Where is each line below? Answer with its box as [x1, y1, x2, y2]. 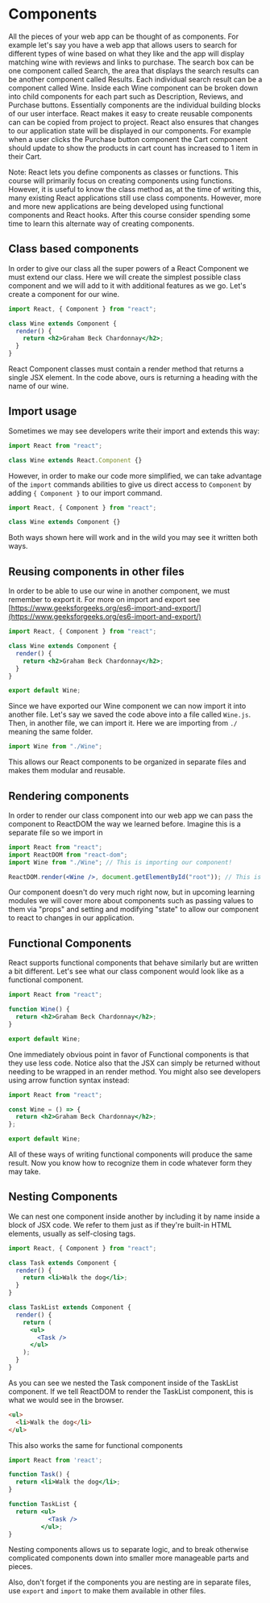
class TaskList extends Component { [8, 1304, 131, 1312]
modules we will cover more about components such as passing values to [8, 896, 254, 906]
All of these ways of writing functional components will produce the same [8, 1149, 253, 1159]
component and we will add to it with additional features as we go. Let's [8, 280, 247, 291]
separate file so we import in [8, 827, 103, 837]
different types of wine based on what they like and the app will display [8, 48, 245, 58]
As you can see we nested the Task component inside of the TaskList [8, 1378, 239, 1387]
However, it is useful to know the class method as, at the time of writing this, [8, 184, 262, 194]
